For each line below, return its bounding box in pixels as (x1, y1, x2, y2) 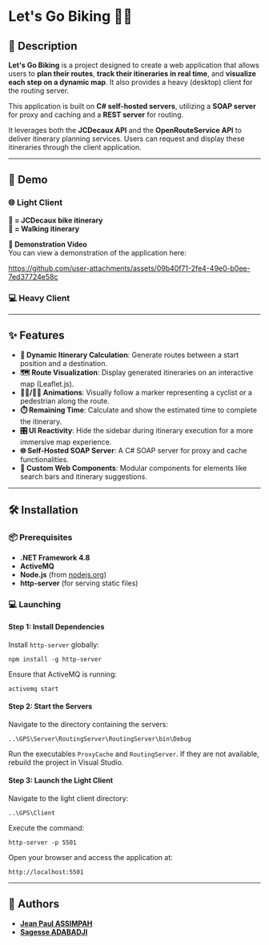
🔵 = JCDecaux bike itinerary (8, 215, 103, 225)
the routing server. (8, 86, 70, 95)
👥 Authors (8, 897, 60, 911)
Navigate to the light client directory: (8, 794, 129, 803)
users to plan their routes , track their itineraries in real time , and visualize (8, 69, 256, 78)
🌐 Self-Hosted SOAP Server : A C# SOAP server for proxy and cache (19, 445, 247, 455)
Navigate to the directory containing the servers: (8, 719, 168, 729)
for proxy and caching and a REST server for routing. (8, 110, 184, 119)
